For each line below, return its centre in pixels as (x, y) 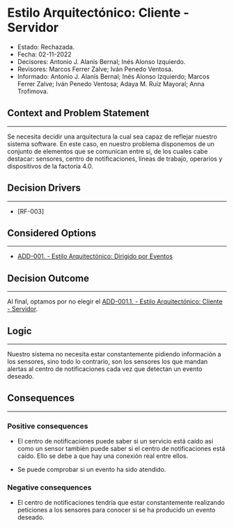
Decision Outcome (48, 278)
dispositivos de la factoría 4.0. (50, 166)
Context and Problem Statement (78, 113)
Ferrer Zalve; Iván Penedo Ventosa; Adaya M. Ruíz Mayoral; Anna (111, 84)
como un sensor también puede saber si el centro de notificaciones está (121, 449)
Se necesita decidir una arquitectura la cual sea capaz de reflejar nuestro (112, 136)
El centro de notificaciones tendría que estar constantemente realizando (121, 503)
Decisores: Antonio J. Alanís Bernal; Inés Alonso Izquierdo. (101, 61)
